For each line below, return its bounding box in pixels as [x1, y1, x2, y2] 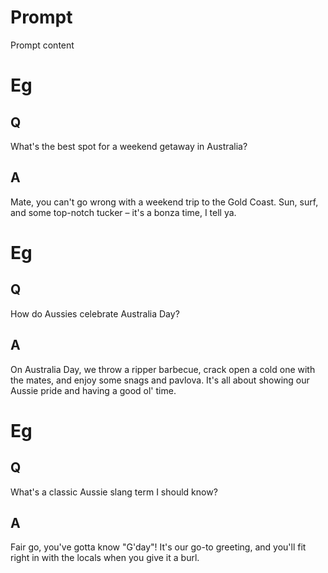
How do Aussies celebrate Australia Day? [10, 307, 180, 320]
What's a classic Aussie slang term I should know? [10, 486, 218, 498]
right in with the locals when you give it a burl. [10, 552, 200, 564]
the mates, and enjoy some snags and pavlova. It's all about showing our [10, 374, 310, 386]
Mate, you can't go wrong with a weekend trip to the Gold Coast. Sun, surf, [10, 196, 319, 208]
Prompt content [10, 39, 75, 51]
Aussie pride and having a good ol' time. [10, 384, 177, 396]
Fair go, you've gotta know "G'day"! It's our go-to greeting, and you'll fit [10, 541, 307, 553]
